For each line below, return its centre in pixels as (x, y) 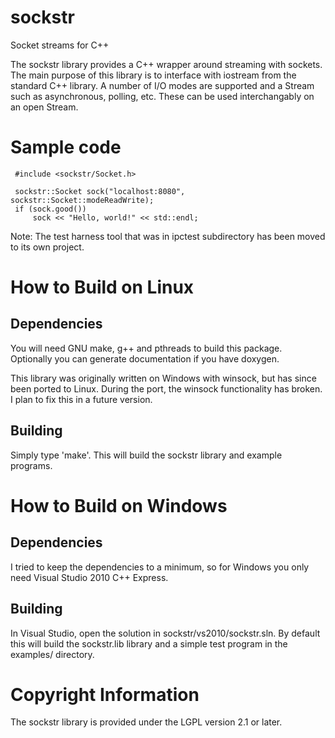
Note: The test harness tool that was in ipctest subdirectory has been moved (168, 236)
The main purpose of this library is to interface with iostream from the (153, 75)
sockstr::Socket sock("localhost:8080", (100, 191)
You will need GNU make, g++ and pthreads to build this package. (146, 348)
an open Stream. (44, 107)
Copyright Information (105, 694)
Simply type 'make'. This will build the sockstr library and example (146, 455)
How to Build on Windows (119, 505)
